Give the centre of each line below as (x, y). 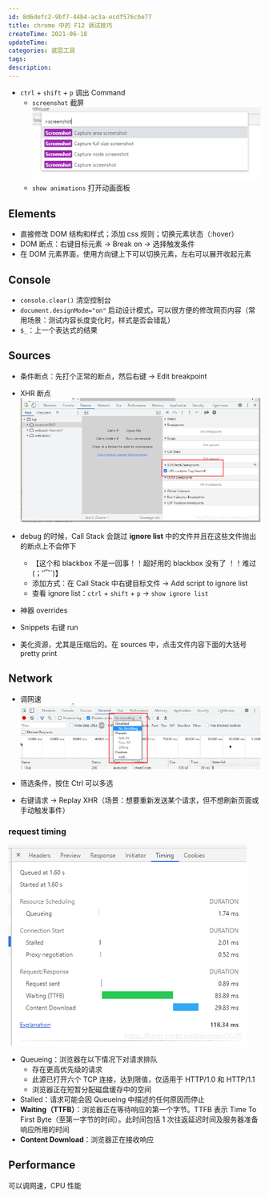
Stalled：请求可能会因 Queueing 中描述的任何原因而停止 (112, 1099)
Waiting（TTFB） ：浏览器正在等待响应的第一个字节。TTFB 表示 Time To (138, 1109)
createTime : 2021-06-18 (48, 34)
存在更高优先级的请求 (67, 1069)
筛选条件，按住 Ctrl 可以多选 (66, 783)
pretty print (38, 653)
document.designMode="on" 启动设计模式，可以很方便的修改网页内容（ (134, 310)
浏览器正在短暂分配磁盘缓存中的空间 (92, 1089)
